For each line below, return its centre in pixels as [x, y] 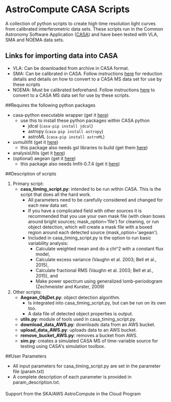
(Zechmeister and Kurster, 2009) [70, 286]
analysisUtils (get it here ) [39, 153]
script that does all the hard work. [56, 194]
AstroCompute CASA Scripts [68, 9]
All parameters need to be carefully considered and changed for [95, 199]
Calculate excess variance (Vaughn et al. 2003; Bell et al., [96, 259]
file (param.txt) [28, 371]
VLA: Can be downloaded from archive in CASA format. [71, 68]
